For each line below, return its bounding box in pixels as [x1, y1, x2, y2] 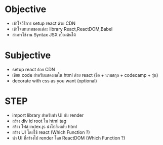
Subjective [5, 50, 51, 61]
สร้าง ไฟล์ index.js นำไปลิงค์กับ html [12, 123, 77, 129]
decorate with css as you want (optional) [12, 77, 97, 84]
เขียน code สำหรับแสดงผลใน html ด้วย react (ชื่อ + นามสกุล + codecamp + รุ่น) [12, 72, 158, 78]
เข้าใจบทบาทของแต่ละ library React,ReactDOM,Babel [12, 26, 113, 32]
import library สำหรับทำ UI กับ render [12, 112, 84, 118]
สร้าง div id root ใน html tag [12, 118, 67, 124]
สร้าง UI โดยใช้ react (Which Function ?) [12, 129, 90, 135]
